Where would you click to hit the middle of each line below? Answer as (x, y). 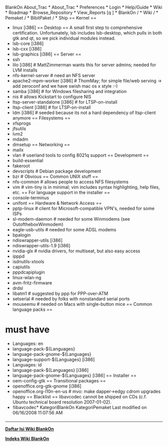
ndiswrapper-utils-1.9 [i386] (41, 246)
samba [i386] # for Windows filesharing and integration (69, 91)
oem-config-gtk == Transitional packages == (59, 380)
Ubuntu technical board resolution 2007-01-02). (62, 402)
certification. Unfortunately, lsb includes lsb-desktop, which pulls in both (87, 33)
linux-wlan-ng (27, 278)
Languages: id (27, 364)
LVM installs (25, 70)
